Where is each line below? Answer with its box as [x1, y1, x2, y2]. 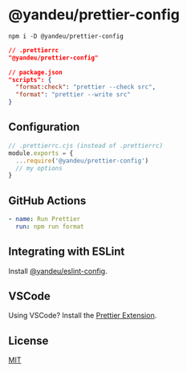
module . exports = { [8, 149, 74, 157]
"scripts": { [8, 76, 52, 84]
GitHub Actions [8, 194, 87, 207]
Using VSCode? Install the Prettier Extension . [8, 311, 157, 321]
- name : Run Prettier [8, 215, 81, 223]
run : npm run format [15, 223, 84, 231]
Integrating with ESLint [8, 245, 125, 259]
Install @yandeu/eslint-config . [8, 266, 108, 276]
